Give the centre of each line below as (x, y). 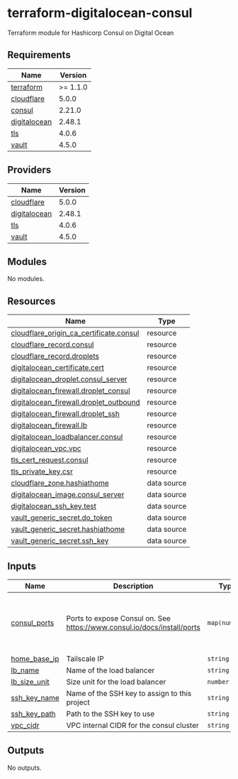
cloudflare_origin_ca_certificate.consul (75, 333)
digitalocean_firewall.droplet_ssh (66, 414)
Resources (32, 301)
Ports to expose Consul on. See (119, 618)
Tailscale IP (85, 659)
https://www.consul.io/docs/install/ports (133, 627)
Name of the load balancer (110, 670)
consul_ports (33, 623)
